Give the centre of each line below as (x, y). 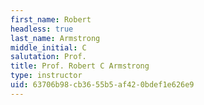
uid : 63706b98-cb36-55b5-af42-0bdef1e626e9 (102, 85)
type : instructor (46, 76)
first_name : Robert (51, 19)
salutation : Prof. (48, 57)
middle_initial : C (48, 47)
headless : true (42, 29)
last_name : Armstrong (55, 38)
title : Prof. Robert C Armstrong (80, 66)
